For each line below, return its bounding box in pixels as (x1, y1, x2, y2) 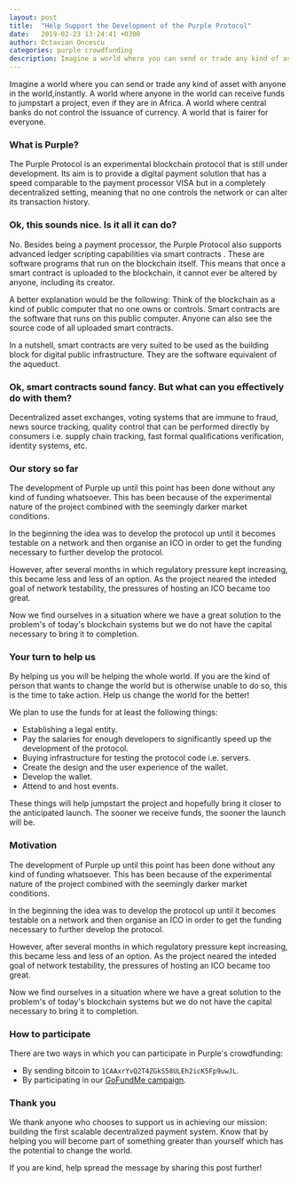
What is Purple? (9, 139, 80, 151)
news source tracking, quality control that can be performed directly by (9, 421, 271, 432)
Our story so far (9, 462, 79, 475)
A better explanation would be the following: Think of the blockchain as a (9, 294, 276, 305)
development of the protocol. (21, 743, 129, 754)
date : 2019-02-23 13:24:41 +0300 (9, 29, 141, 38)
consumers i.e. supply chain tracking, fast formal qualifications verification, (9, 430, 284, 441)
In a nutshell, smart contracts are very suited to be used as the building (9, 339, 269, 350)
